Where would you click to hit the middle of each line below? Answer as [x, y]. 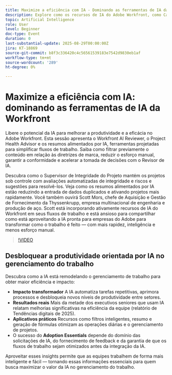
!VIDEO [25, 240]
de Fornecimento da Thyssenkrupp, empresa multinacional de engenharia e [85, 203]
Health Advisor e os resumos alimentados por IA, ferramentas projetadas [82, 144]
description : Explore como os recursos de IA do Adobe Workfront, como [83, 15]
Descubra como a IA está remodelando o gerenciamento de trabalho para [83, 276]
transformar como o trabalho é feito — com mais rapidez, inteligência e [80, 225]
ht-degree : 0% [20, 67]
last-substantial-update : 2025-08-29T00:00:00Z [57, 44]
